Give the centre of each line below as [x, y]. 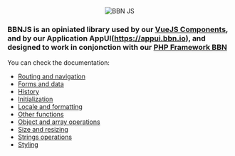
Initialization [35, 99]
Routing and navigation [51, 77]
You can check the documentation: [59, 63]
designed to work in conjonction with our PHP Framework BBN [117, 47]
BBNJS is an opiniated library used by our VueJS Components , [118, 29]
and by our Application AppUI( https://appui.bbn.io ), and [107, 38]
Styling [28, 145]
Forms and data [41, 84]
